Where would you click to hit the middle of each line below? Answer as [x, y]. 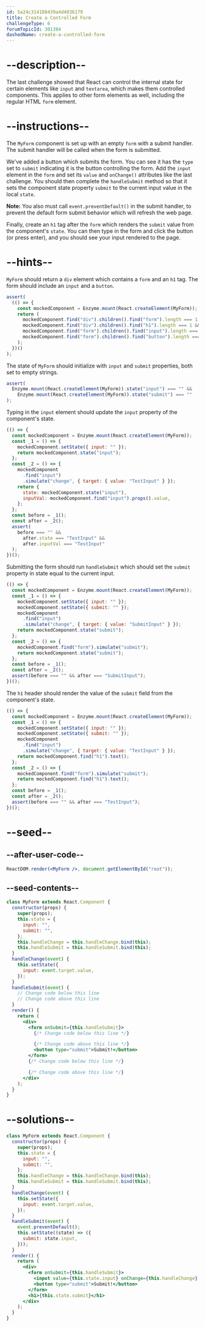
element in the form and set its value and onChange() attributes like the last [99, 175]
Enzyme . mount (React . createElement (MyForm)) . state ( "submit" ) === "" [105, 395]
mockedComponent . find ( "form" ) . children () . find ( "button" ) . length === [111, 337]
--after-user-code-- [45, 855]
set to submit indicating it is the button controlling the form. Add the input [99, 168]
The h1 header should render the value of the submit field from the [89, 693]
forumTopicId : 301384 [34, 29]
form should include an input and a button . [60, 285]
